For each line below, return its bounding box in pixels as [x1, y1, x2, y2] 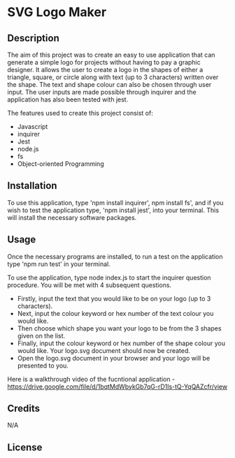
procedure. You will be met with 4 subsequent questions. [7, 281, 172, 289]
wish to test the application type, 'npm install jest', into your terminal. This [7, 206, 219, 214]
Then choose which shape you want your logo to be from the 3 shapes [17, 324, 222, 333]
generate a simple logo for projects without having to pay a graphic [7, 58, 201, 67]
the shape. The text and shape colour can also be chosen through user [7, 81, 212, 88]
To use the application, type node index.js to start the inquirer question [7, 273, 211, 282]
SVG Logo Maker [7, 4, 107, 20]
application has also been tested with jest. [7, 95, 129, 104]
